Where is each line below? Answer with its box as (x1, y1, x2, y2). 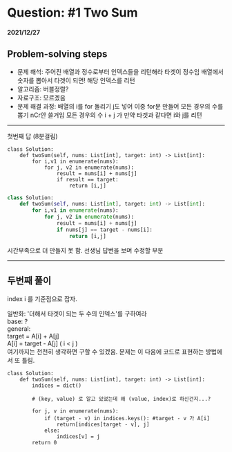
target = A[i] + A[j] (7, 332, 60, 340)
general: (7, 324, 31, 333)
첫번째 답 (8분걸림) (7, 132, 58, 140)
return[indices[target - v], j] (56, 421, 150, 428)
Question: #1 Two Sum (7, 5, 138, 21)
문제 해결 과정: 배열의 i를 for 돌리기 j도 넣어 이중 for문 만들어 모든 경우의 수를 (17, 102, 224, 110)
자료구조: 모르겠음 (17, 93, 66, 102)
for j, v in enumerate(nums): (32, 407, 119, 415)
